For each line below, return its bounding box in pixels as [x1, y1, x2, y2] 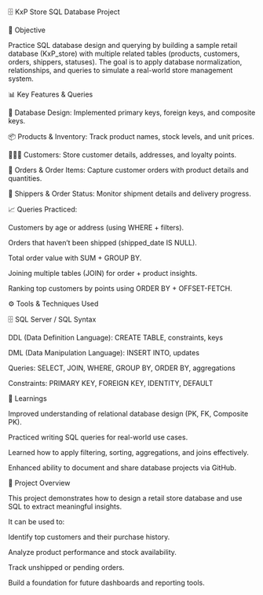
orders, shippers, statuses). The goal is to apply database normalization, [8, 57, 243, 66]
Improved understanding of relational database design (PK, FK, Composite [8, 409, 249, 418]
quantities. [8, 174, 42, 183]
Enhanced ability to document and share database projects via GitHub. [8, 463, 237, 472]
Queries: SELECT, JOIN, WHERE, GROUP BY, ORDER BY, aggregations [8, 363, 236, 373]
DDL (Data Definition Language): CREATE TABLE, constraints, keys [8, 333, 224, 342]
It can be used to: [8, 517, 65, 526]
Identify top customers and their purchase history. [8, 532, 170, 542]
